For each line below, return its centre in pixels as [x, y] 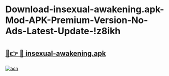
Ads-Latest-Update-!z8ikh [63, 31]
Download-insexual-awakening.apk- [85, 9]
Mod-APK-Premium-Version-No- [77, 20]
